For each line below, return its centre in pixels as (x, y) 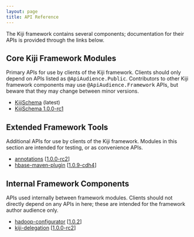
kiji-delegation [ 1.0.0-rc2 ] (45, 228)
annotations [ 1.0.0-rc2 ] (42, 159)
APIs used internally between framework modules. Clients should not (89, 198)
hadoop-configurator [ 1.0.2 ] (48, 221)
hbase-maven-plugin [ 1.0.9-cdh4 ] (55, 165)
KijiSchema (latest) (37, 103)
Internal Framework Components (68, 183)
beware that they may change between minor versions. (73, 91)
